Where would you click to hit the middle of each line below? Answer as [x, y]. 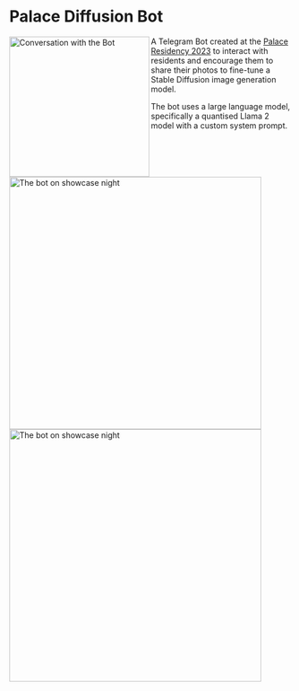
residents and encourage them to [212, 60]
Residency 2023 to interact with [209, 50]
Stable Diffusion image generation [214, 79]
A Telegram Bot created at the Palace [220, 41]
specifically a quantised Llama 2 [210, 116]
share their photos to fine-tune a [211, 70]
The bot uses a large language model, [221, 106]
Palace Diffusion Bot [86, 17]
